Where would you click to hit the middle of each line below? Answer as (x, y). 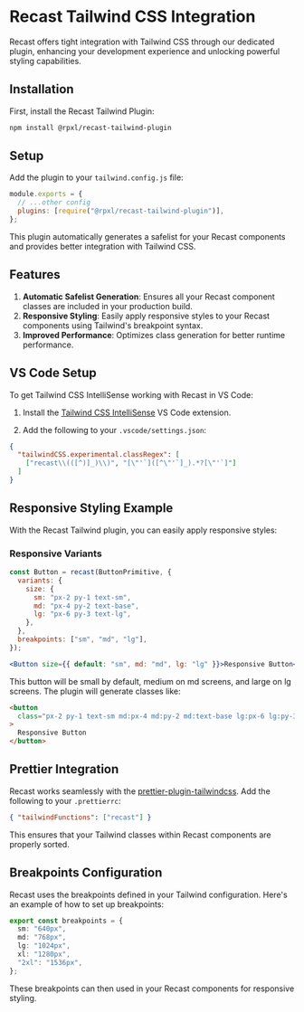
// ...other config (54, 203)
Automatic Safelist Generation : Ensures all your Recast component (149, 297)
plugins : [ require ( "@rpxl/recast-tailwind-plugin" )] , (121, 211)
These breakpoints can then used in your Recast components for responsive (152, 988)
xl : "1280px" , (44, 955)
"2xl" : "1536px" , (50, 962)
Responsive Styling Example (91, 508)
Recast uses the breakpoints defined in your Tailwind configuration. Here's (148, 894)
